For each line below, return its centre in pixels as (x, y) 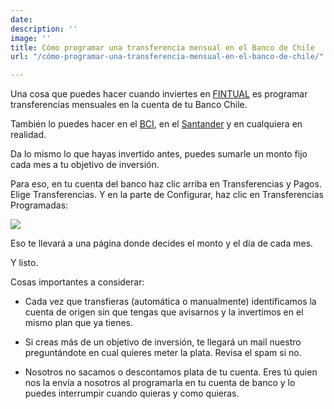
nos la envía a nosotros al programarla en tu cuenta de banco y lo (160, 383)
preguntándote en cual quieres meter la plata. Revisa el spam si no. (163, 353)
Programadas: (39, 205)
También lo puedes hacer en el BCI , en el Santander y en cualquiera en (156, 124)
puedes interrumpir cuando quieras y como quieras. (132, 393)
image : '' (31, 38)
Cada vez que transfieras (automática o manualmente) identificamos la (170, 302)
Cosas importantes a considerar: (77, 282)
